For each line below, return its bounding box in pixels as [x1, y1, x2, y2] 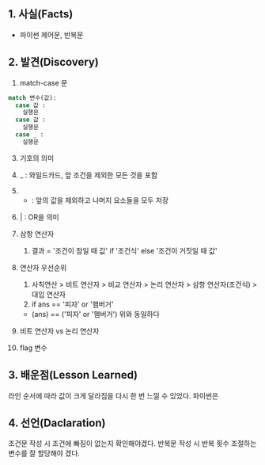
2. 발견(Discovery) [8, 55, 99, 69]
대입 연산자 [31, 289, 66, 299]
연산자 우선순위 [19, 262, 67, 272]
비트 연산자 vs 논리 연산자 [19, 326, 100, 335]
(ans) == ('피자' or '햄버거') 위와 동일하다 [31, 309, 160, 318]
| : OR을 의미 [19, 212, 59, 222]
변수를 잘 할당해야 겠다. [8, 448, 81, 458]
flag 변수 [19, 343, 47, 353]
